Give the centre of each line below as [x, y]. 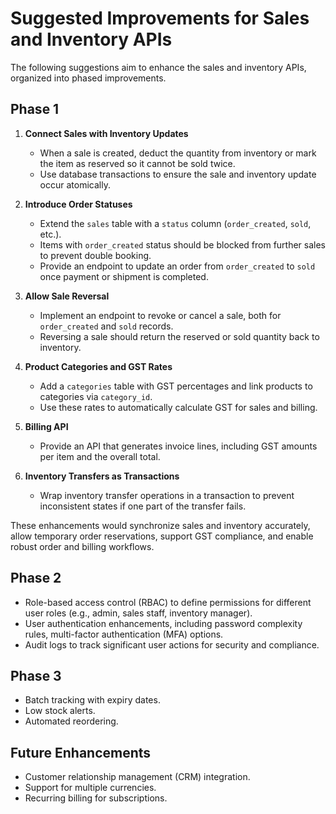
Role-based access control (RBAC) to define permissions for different [168, 602]
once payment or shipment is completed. [124, 276]
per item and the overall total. [100, 456]
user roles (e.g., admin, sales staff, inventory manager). [138, 613]
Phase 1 [35, 109]
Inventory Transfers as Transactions [102, 476]
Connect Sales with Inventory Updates [106, 133]
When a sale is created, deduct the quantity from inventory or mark [178, 153]
